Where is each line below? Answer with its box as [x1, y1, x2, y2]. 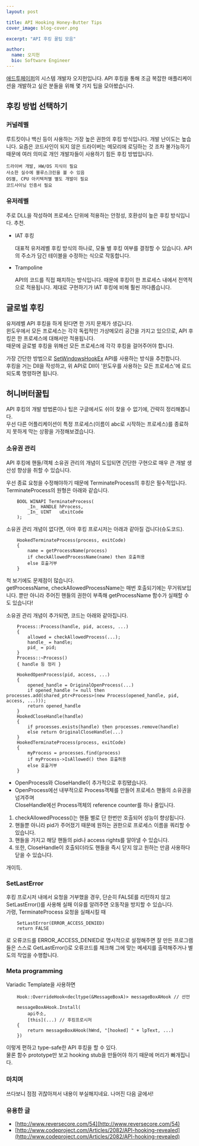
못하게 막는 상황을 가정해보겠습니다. [12, 428, 95, 435]
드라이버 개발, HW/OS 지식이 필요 [6, 163, 78, 169]
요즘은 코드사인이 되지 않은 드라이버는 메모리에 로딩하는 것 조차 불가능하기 [18, 142, 190, 150]
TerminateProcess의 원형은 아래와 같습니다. [6, 486, 109, 493]
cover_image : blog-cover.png [6, 25, 78, 31]
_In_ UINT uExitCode [27, 509, 84, 515]
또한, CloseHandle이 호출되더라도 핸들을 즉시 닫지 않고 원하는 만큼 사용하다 [14, 844, 191, 851]
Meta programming [6, 967, 64, 975]
